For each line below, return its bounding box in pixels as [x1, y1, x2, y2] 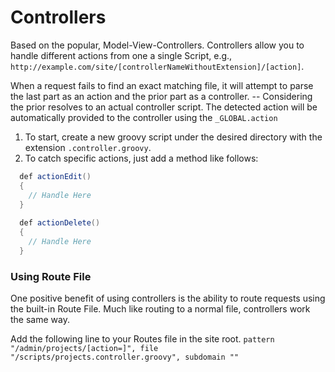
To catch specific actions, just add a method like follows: [24, 152, 259, 164]
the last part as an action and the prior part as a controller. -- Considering [10, 90, 313, 102]
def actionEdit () [19, 171, 92, 181]
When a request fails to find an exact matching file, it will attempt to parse [10, 79, 314, 91]
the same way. [10, 314, 70, 326]
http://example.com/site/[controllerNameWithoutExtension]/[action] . [10, 60, 305, 72]
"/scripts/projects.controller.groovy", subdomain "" [10, 352, 240, 363]
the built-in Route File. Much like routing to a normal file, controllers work [10, 303, 311, 315]
